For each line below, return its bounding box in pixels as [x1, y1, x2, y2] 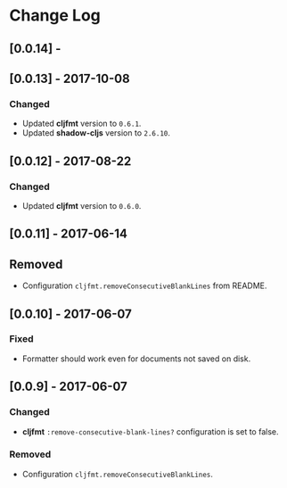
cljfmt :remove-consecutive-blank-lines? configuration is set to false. [21, 426, 279, 437]
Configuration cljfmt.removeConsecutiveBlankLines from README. [21, 280, 267, 291]
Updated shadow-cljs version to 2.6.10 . [21, 128, 171, 138]
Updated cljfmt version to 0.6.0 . [21, 200, 142, 211]
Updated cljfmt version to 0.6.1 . [21, 118, 142, 129]
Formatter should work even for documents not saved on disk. [21, 353, 251, 364]
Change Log [9, 5, 101, 26]
